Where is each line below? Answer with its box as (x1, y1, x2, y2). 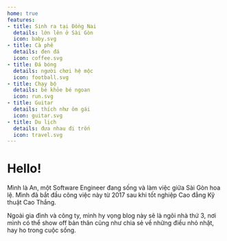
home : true (7, 10, 38, 17)
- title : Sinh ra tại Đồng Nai (7, 23, 97, 30)
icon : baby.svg (13, 36, 57, 43)
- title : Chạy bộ (7, 80, 57, 87)
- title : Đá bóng (7, 61, 57, 68)
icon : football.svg (13, 73, 69, 81)
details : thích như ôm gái (13, 106, 91, 113)
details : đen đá (13, 49, 60, 56)
